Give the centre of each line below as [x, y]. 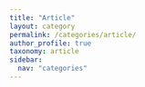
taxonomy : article [44, 52]
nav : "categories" [53, 69]
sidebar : [26, 60]
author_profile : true [51, 43]
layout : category [42, 26]
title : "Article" [42, 18]
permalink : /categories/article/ [73, 34]
